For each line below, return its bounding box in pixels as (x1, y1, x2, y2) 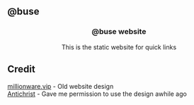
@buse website (91, 27, 147, 37)
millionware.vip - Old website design (7, 82, 114, 90)
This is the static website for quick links (61, 42, 177, 51)
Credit (7, 63, 35, 75)
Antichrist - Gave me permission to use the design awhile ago (7, 89, 188, 98)
